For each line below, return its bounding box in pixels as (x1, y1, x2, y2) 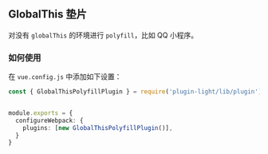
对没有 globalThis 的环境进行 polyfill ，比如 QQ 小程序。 (8, 30, 198, 40)
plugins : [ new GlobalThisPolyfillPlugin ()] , (22, 124, 173, 132)
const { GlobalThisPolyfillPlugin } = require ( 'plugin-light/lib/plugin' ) (8, 88, 262, 96)
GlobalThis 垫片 (8, 7, 88, 22)
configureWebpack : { (15, 116, 84, 124)
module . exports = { (8, 109, 73, 117)
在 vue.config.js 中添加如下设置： (8, 72, 122, 81)
